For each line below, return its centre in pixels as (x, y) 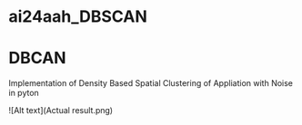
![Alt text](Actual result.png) (61, 111)
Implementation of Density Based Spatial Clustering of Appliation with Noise (151, 83)
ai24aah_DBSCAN (78, 17)
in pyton (24, 93)
